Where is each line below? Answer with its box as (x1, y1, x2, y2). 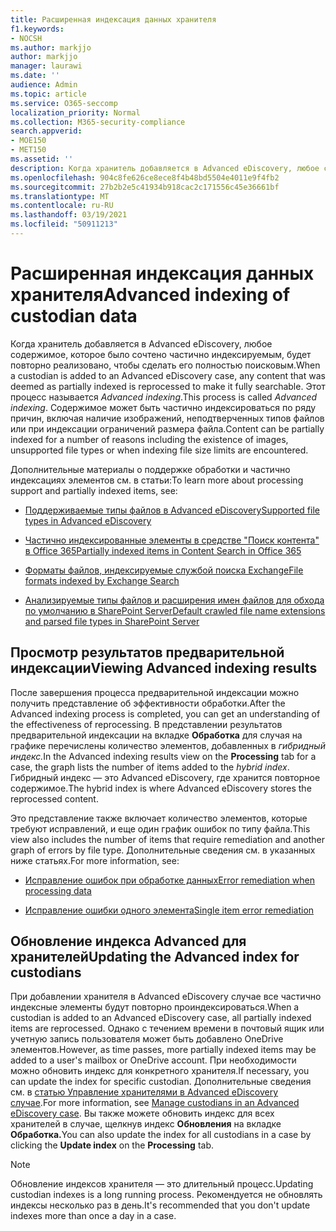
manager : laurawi (10, 61, 83, 71)
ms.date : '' (10, 71, 60, 81)
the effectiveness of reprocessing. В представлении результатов (10, 718, 283, 730)
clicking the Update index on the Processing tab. (10, 1139, 214, 1151)
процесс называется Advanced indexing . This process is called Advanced (10, 391, 318, 403)
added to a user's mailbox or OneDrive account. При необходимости (10, 1054, 297, 1066)
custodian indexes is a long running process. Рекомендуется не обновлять (10, 1189, 323, 1201)
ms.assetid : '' (10, 154, 74, 164)
